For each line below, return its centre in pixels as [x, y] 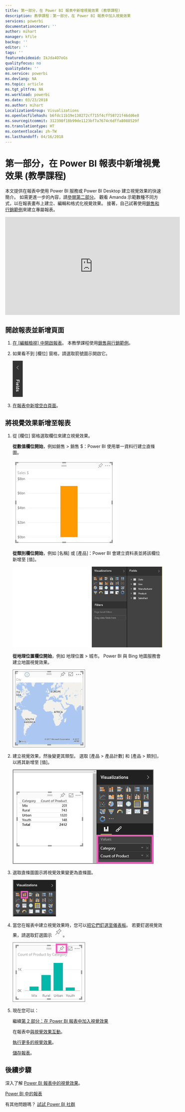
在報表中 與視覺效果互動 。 [39, 1031]
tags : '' [14, 52]
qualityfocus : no [23, 63]
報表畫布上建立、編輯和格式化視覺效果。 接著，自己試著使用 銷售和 [91, 203]
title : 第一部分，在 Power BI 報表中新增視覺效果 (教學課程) [63, 10]
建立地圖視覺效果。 [32, 662]
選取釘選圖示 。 [46, 935]
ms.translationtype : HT [30, 126]
